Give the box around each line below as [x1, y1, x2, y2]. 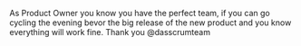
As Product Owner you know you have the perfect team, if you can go [9, 8, 270, 18]
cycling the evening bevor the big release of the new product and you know [9, 17, 292, 28]
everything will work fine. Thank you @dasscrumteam [9, 27, 211, 37]
